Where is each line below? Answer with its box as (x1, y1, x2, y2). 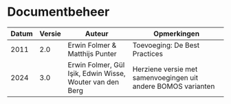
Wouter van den (67, 77, 120, 86)
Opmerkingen (153, 29, 200, 38)
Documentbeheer (7, 4, 110, 20)
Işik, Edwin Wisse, (67, 68, 126, 78)
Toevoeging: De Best (132, 40, 200, 50)
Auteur (85, 29, 109, 38)
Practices (132, 49, 164, 58)
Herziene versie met (132, 64, 198, 74)
